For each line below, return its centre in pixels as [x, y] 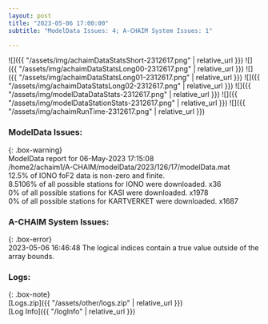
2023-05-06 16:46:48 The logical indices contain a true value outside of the [134, 247]
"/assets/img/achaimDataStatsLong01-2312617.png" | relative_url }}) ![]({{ [140, 78]
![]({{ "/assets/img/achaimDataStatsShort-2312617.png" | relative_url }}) [126, 60]
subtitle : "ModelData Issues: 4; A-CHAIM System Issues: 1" [111, 30]
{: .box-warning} [35, 150]
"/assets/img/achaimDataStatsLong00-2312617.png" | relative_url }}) [131, 69]
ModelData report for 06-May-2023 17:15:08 [81, 158]
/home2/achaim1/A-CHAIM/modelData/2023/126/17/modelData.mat [119, 167]
